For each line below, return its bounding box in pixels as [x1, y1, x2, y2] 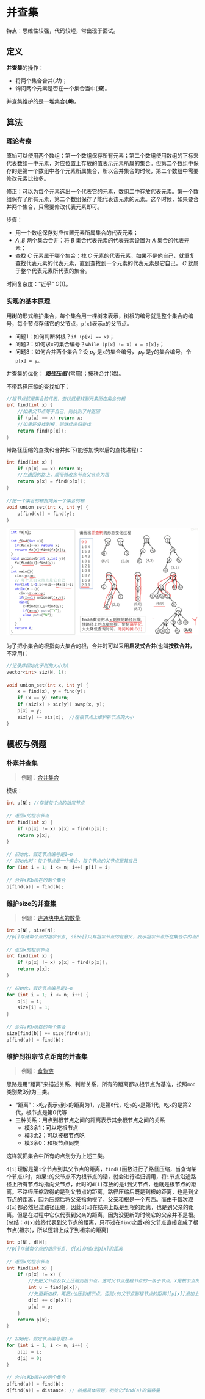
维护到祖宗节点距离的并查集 [6, 1052, 88, 1061]
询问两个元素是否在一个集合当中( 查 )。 [15, 84, 111, 92]
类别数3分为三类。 [6, 1088, 53, 1095]
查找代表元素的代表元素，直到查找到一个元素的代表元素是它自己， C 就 [15, 260, 193, 267]
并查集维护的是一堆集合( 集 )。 [6, 97, 81, 104]
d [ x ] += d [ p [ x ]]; [28, 1297, 72, 1303]
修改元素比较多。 [6, 175, 49, 182]
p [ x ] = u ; [28, 1304, 53, 1310]
